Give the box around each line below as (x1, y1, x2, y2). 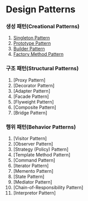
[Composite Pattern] (13, 104, 56, 110)
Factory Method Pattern (13, 51, 64, 57)
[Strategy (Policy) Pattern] (13, 146, 69, 152)
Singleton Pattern (13, 35, 50, 41)
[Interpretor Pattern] (13, 190, 56, 196)
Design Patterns (6, 4, 76, 15)
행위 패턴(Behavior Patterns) (6, 123, 76, 130)
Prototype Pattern (13, 40, 51, 47)
